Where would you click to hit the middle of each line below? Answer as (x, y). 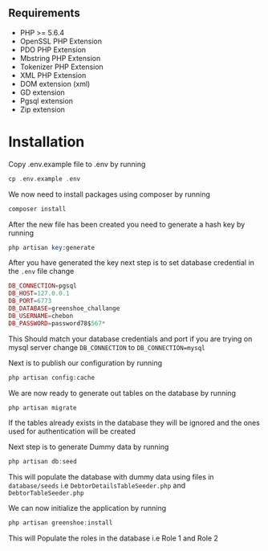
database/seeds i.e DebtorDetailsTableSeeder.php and (97, 486)
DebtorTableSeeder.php (46, 493)
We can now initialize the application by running (87, 508)
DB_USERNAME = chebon (41, 316)
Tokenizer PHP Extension (62, 67)
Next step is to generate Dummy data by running (89, 447)
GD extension (43, 92)
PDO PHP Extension (53, 49)
